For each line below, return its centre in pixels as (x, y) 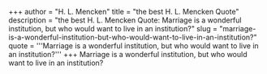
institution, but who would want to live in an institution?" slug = (113, 29)
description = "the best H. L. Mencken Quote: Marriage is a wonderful (125, 20)
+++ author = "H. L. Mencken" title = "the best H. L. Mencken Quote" (124, 12)
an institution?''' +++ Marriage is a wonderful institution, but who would (128, 54)
